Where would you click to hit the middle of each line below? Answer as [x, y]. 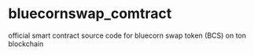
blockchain [26, 43]
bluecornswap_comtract [90, 14]
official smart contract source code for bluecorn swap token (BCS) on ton [127, 35]
